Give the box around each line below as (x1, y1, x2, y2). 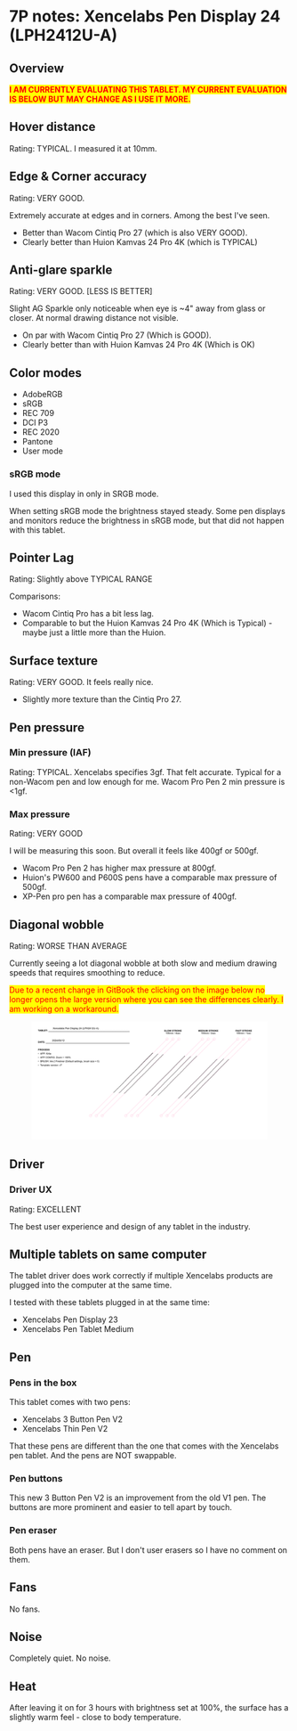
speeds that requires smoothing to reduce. (9, 967, 165, 977)
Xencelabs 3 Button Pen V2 (21, 1414, 123, 1425)
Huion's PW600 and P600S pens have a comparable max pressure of (21, 872, 277, 883)
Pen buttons (9, 1473, 63, 1485)
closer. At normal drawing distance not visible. (9, 313, 180, 323)
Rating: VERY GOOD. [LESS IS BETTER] (9, 286, 153, 297)
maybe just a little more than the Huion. (21, 627, 166, 638)
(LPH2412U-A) (9, 25, 118, 45)
